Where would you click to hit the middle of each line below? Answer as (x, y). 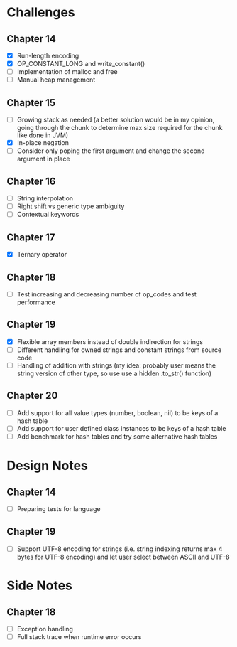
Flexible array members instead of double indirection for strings (110, 341)
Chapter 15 (31, 103)
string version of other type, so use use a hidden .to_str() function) (114, 373)
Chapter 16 (31, 181)
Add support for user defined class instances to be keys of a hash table (121, 428)
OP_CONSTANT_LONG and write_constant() (81, 64)
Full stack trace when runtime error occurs (79, 637)
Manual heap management (56, 80)
